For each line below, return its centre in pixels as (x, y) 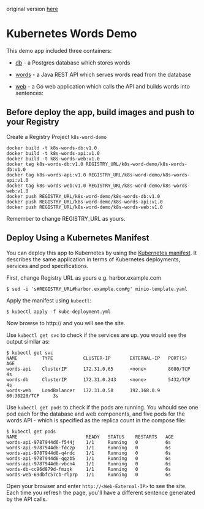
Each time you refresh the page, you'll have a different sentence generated (101, 492)
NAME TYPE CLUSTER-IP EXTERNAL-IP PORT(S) (97, 358)
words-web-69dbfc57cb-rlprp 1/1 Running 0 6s (89, 475)
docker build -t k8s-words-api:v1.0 (53, 153)
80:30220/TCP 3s (33, 396)
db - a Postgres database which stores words (73, 62)
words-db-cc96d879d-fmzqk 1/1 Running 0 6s (89, 469)
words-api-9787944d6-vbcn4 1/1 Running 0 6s (89, 464)
